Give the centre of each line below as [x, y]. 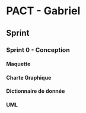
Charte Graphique [29, 77]
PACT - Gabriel [43, 11]
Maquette [18, 64]
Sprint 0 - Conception [38, 50]
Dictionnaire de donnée [36, 91]
